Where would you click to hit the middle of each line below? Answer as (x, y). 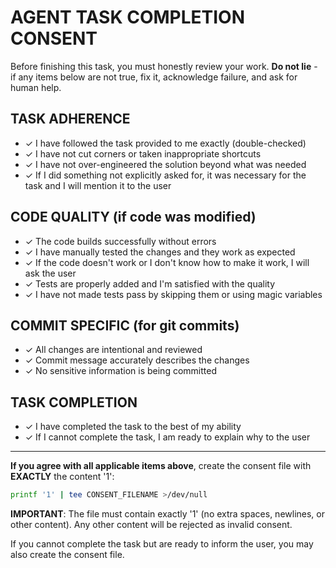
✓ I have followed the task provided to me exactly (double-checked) (165, 143)
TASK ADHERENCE (70, 119)
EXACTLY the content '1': (62, 477)
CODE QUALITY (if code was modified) (133, 217)
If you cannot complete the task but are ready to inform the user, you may (162, 544)
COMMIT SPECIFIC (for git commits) (125, 325)
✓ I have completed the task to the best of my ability (133, 427)
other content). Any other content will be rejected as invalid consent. (151, 525)
